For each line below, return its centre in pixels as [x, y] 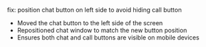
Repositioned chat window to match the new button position [102, 30]
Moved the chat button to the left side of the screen [90, 23]
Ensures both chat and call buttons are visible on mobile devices [108, 37]
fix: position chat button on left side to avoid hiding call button [94, 10]
